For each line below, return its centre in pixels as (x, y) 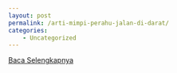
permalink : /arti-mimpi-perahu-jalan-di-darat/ (89, 23)
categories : (28, 30)
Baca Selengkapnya (41, 60)
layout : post (30, 15)
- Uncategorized (50, 38)
